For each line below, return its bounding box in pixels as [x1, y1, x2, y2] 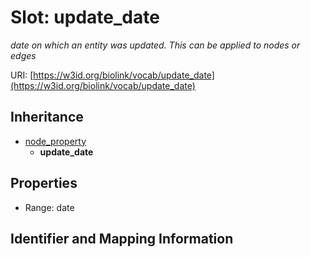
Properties [10, 175, 78, 192]
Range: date [24, 201, 75, 213]
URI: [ [10, 69, 34, 81]
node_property [24, 135, 87, 147]
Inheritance [10, 109, 84, 126]
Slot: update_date [10, 6, 160, 29]
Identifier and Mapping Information [10, 230, 234, 247]
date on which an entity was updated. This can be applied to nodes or [10, 39, 301, 51]
